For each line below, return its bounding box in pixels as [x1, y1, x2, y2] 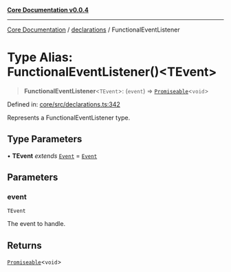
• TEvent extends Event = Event [7, 151, 98, 160]
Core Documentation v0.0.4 [7, 6, 89, 14]
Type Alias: [7, 49, 74, 65]
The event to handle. [7, 220, 66, 228]
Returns [7, 240, 43, 251]
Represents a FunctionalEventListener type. [7, 113, 131, 122]
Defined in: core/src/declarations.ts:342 [7, 100, 120, 109]
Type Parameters [7, 133, 82, 145]
